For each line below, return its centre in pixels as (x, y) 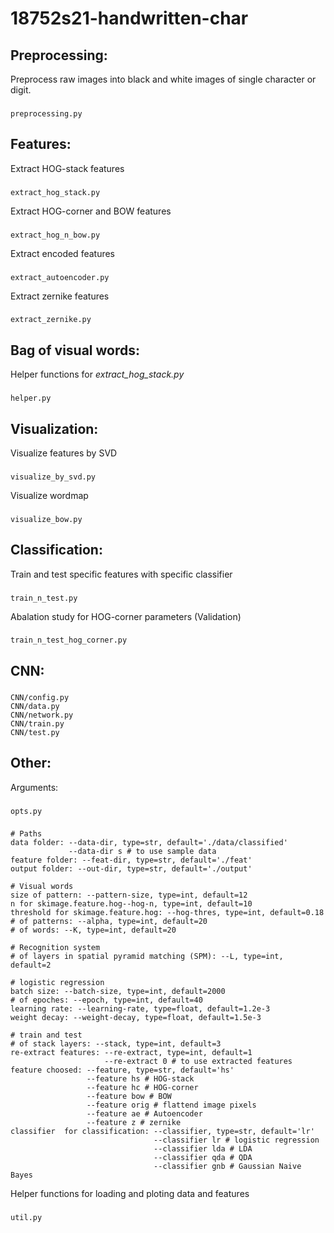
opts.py (26, 811)
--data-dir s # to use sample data (142, 852)
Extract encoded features (63, 253)
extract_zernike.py (51, 320)
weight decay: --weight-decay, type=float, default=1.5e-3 (136, 1018)
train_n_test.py (44, 598)
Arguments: (34, 787)
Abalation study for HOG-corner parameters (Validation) (126, 616)
